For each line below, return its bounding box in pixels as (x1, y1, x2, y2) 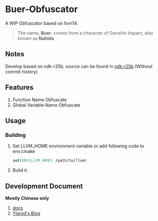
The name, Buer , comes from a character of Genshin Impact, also (17, 30, 153, 36)
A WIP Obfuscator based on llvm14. (5, 20, 79, 26)
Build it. (12, 167, 29, 173)
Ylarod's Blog (12, 210, 41, 216)
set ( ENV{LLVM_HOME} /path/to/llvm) (12, 158, 87, 163)
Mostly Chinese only (5, 195, 49, 201)
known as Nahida (17, 35, 54, 41)
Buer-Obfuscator (5, 4, 78, 15)
